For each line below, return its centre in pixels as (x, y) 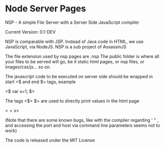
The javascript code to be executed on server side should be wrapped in (79, 76)
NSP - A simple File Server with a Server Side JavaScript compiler (72, 22)
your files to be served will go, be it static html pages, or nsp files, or (75, 61)
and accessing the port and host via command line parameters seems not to (83, 125)
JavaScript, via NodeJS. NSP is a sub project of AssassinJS (66, 47)
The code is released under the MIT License (50, 140)
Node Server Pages (46, 9)
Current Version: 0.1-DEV (30, 32)
